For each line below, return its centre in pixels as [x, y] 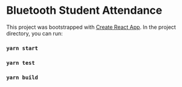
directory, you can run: [34, 33]
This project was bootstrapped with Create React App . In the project [91, 27]
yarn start [22, 48]
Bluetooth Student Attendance [84, 10]
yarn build [22, 77]
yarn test [21, 63]
